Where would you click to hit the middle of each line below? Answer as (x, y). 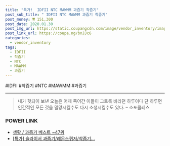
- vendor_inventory (30, 43)
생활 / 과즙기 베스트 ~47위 (38, 132)
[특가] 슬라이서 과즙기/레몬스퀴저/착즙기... (54, 138)
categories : (18, 38)
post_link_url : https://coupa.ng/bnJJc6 (49, 33)
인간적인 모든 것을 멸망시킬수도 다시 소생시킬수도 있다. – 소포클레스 (83, 107)
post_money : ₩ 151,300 (29, 19)
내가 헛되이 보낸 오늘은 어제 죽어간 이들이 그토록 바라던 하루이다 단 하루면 (90, 101)
